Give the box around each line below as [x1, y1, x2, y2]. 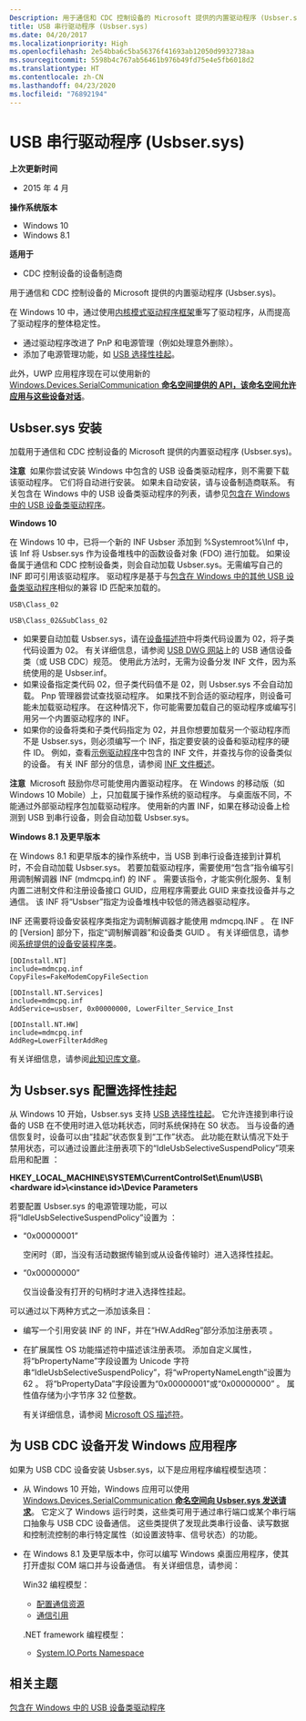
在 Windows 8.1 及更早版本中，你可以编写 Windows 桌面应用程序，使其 [22, 1548, 290, 1559]
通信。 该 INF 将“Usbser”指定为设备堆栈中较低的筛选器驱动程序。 [9, 896, 255, 907]
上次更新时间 [9, 163, 57, 174]
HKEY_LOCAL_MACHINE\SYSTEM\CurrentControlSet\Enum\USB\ [9, 1172, 263, 1184]
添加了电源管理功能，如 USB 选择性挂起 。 [22, 349, 180, 360]
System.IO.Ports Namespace [36, 1647, 145, 1658]
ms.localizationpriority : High [9, 38, 128, 48]
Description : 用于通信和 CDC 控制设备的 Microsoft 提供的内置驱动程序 [9, 13, 257, 23]
